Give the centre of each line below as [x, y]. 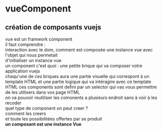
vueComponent [38, 9]
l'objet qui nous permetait [31, 55]
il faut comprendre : [25, 44]
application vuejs [23, 71]
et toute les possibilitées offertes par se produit [54, 119]
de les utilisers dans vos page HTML [43, 92]
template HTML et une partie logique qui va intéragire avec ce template [78, 81]
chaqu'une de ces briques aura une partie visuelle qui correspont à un [77, 76]
